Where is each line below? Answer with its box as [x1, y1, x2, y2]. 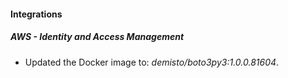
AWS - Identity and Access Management [10, 31, 185, 43]
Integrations [10, 8, 63, 20]
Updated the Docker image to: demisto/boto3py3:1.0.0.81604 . [24, 56, 280, 68]
